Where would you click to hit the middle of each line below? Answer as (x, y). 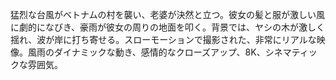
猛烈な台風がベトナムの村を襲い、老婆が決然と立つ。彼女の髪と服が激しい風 (168, 14)
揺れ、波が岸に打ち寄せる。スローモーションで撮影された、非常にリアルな (163, 39)
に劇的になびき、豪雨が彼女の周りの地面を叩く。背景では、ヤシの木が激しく (168, 27)
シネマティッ (291, 52)
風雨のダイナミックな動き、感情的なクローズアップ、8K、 (146, 52)
